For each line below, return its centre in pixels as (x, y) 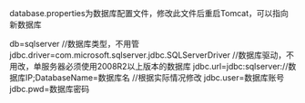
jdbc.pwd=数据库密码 (49, 89)
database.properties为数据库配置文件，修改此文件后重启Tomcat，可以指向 (149, 13)
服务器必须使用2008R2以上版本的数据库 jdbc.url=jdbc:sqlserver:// (164, 66)
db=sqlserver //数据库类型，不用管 (74, 44)
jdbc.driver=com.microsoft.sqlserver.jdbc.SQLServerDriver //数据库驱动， (148, 55)
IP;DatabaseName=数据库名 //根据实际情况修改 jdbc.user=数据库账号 (155, 78)
